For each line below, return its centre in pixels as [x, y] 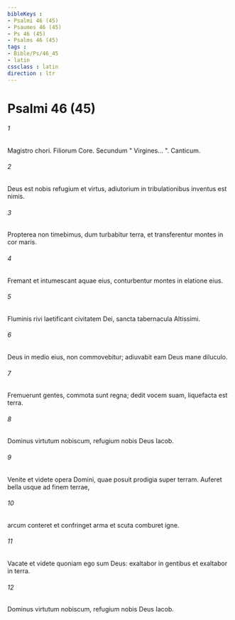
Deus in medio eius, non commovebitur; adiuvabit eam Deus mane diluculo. [118, 357]
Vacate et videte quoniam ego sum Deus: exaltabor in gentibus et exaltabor [117, 563]
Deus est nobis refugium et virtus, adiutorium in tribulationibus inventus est [117, 189]
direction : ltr [31, 73]
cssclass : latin [33, 67]
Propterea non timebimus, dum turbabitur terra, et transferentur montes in [115, 234]
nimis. [16, 197]
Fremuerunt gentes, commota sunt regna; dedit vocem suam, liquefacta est [117, 396]
